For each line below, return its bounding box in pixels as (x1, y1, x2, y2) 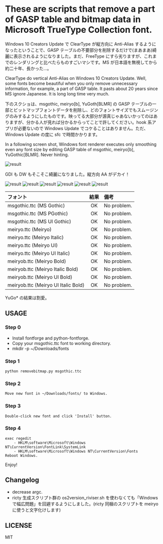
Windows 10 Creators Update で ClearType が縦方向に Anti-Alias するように (5, 41, 157, 47)
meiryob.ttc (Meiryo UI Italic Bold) (7, 281, 85, 288)
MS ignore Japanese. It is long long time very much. (5, 91, 109, 96)
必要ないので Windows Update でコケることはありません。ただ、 (18, 125, 148, 131)
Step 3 (5, 403, 21, 409)
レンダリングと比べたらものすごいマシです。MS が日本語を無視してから (13, 59, 157, 65)
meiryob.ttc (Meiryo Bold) (7, 258, 67, 265)
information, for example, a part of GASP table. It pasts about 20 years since (5, 86, 158, 91)
